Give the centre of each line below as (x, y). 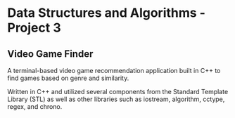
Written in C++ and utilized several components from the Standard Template (118, 92)
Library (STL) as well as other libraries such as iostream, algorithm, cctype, (116, 99)
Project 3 (34, 28)
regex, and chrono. (35, 106)
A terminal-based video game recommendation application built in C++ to (114, 71)
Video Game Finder (50, 54)
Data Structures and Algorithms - (107, 13)
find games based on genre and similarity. (68, 78)
